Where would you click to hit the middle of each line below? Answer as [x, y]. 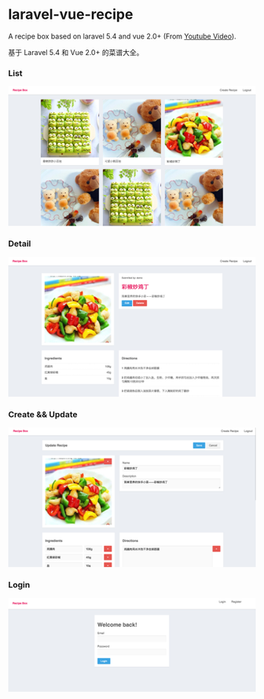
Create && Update [43, 415]
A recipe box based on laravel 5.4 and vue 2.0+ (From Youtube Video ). [123, 36]
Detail [20, 243]
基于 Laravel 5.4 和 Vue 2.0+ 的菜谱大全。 [76, 52]
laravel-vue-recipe [71, 15]
